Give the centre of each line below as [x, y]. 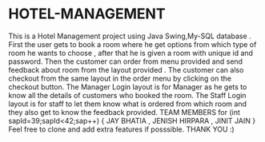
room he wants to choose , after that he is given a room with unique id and [131, 53]
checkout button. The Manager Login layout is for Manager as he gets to [128, 87]
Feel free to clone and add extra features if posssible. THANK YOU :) [121, 129]
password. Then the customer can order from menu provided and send [125, 61]
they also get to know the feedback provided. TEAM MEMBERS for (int [124, 112]
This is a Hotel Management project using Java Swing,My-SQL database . [130, 36]
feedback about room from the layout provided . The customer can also [126, 69]
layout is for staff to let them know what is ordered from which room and [127, 104]
